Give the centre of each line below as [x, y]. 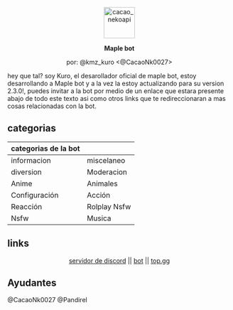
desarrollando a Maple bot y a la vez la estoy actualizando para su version [116, 83]
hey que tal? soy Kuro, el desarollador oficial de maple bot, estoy [102, 76]
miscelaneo [106, 160]
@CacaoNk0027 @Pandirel [47, 300]
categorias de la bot [45, 148]
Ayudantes [32, 283]
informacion [31, 160]
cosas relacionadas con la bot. [52, 106]
